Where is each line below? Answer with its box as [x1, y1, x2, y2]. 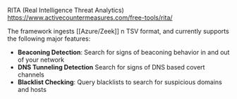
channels [17, 70, 44, 79]
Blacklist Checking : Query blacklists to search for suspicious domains [17, 78, 222, 86]
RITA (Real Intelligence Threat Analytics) [7, 6, 125, 14]
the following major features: [7, 34, 91, 43]
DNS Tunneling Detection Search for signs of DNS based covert [17, 63, 205, 71]
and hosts [17, 86, 47, 93]
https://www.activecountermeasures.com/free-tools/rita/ [7, 13, 173, 22]
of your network [17, 55, 65, 64]
